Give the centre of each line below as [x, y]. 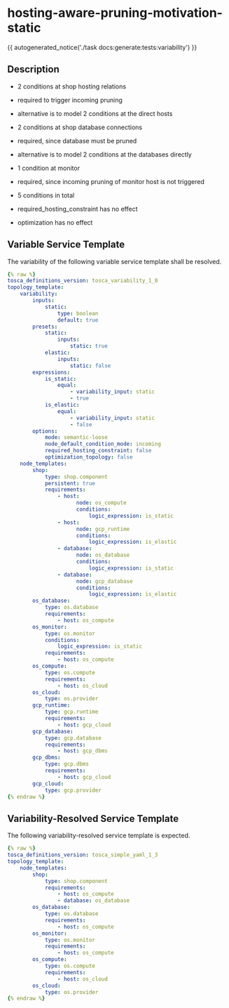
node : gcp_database [104, 581]
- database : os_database [93, 901]
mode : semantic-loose [76, 438]
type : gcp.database [73, 738]
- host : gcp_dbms [83, 751]
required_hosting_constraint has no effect [77, 209]
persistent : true [70, 483]
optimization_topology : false [89, 457]
